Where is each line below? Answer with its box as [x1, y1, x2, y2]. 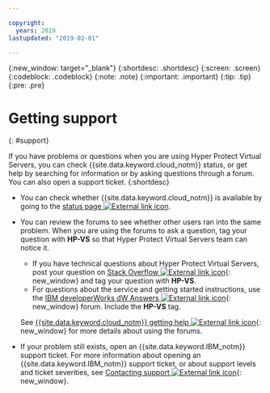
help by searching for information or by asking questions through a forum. [8, 169, 255, 178]
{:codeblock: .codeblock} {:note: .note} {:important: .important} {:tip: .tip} [8, 72, 252, 82]
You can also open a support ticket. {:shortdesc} [8, 177, 170, 187]
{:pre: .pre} [8, 80, 45, 90]
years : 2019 [15, 26, 57, 35]
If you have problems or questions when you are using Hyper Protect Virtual [8, 152, 261, 161]
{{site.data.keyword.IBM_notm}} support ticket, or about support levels [19, 359, 256, 369]
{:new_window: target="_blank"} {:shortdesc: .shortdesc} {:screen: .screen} [8, 63, 261, 73]
